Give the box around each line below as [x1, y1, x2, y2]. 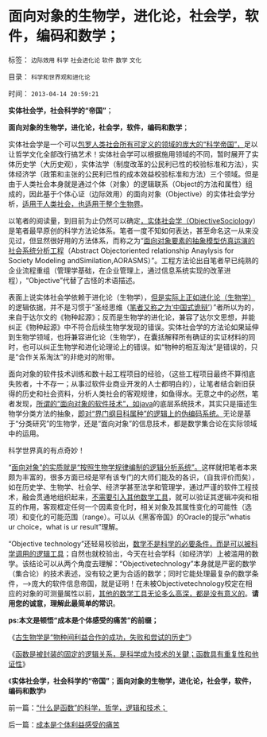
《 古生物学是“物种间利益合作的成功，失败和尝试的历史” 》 [8, 632, 196, 642]
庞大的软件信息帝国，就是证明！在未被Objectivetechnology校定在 [31, 578, 246, 588]
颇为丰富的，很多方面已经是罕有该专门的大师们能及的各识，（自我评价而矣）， [8, 472, 259, 482]
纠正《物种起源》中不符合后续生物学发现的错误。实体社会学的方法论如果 [8, 322, 245, 332]
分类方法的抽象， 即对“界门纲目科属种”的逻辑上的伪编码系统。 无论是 [21, 409, 245, 418]
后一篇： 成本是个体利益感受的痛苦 [8, 720, 120, 729]
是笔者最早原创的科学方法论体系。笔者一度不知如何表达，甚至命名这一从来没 [8, 226, 259, 235]
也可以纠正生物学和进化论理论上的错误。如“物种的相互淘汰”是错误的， [21, 342, 252, 351]
